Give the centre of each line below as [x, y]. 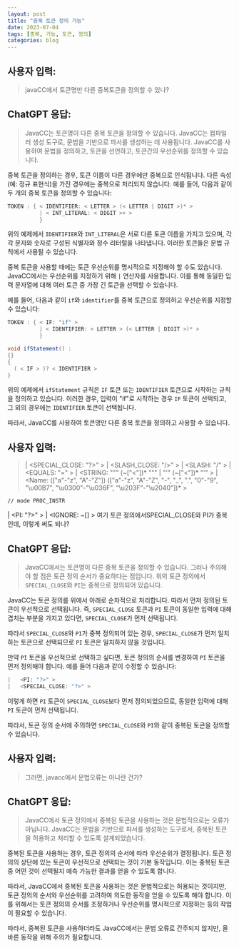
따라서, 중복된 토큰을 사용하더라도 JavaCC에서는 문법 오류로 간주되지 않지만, [114, 928]
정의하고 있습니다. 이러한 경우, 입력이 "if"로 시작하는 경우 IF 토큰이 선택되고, [121, 399]
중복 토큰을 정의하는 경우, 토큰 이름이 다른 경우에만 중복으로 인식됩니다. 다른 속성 [119, 175]
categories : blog [33, 41]
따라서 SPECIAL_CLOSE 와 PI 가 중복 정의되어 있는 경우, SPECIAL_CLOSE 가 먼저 [112, 633]
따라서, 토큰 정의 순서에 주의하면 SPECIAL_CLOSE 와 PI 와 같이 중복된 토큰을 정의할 [119, 725]
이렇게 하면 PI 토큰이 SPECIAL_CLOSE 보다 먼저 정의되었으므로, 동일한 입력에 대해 [118, 701]
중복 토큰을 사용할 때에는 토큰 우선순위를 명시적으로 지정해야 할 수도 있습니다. [115, 267]
